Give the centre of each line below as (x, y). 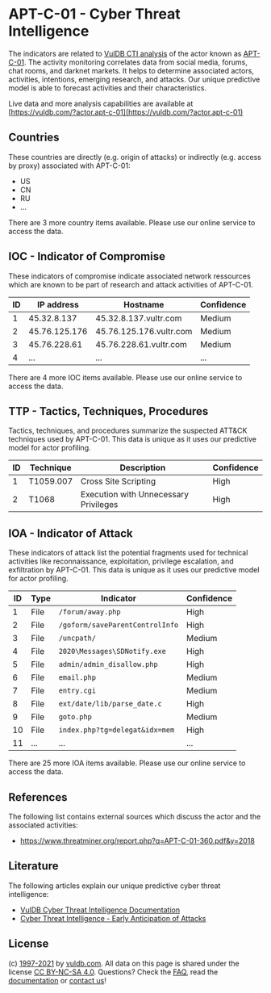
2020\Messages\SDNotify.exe (113, 652)
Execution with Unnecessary (135, 495)
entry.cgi (77, 691)
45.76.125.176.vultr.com (144, 331)
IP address (58, 304)
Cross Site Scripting (118, 481)
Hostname (144, 304)
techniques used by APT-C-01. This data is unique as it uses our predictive (132, 439)
